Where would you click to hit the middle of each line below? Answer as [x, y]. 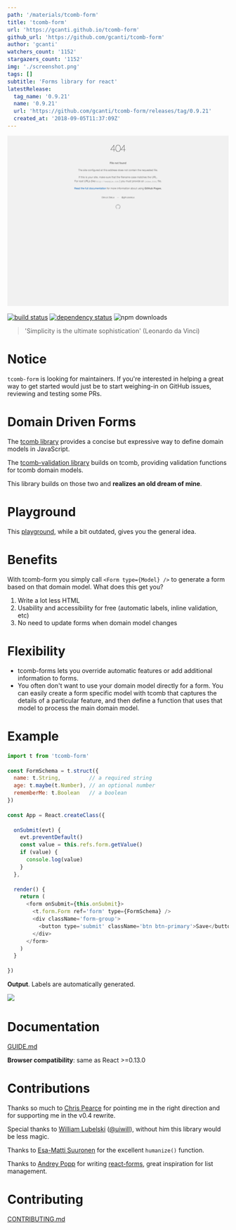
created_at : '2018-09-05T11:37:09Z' [67, 119]
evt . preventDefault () [51, 837]
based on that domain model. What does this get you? [85, 587]
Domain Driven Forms [72, 422]
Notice [27, 359]
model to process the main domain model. [78, 708]
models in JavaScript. [39, 449]
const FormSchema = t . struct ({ [53, 771]
